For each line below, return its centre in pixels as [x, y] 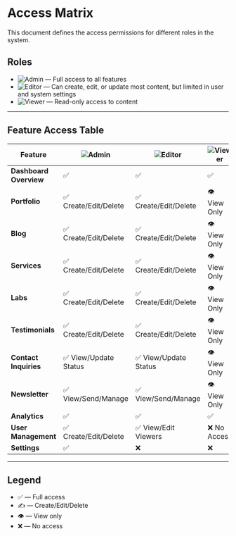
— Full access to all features [86, 79]
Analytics [27, 416]
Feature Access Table [55, 131]
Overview [27, 180]
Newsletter [30, 394]
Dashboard [30, 170]
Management [34, 436]
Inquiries [26, 366]
